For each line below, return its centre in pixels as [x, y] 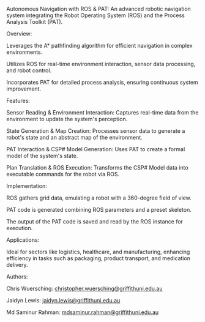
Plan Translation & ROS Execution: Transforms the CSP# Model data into [97, 167]
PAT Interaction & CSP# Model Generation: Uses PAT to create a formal [96, 149]
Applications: [23, 240]
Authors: [17, 277]
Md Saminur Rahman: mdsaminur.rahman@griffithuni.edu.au [83, 312]
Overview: [19, 34]
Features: [18, 101]
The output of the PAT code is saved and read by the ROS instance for [95, 222]
